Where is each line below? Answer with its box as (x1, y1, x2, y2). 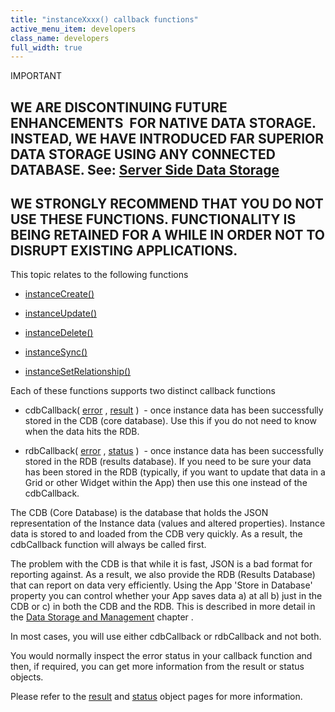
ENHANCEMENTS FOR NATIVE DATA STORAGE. (10, 114, 317, 131)
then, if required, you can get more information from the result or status (10, 661, 305, 673)
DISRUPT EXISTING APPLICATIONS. (10, 242, 238, 260)
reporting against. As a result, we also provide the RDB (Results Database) (10, 569, 316, 581)
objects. (10, 671, 44, 683)
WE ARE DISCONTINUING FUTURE (10, 99, 228, 116)
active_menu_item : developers (10, 24, 137, 34)
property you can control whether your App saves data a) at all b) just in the (10, 590, 323, 602)
